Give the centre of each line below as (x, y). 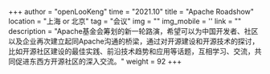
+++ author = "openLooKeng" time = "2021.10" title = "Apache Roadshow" (131, 12)
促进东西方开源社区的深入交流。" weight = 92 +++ (98, 61)
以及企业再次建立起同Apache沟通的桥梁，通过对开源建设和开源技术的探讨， (134, 41)
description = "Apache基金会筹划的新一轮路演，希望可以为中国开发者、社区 (133, 31)
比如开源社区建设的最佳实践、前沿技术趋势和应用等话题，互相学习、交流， (131, 51)
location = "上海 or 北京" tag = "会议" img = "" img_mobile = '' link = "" (125, 21)
